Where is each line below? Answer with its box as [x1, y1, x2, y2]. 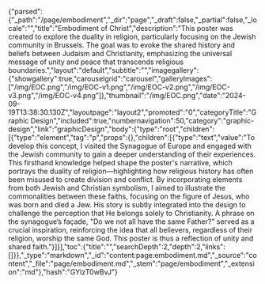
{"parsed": [8, 7, 44, 16]
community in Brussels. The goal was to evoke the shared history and [8, 40, 236, 50]
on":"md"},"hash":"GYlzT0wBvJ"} [8, 267, 119, 276]
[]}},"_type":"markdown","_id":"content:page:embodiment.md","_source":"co [8, 251, 257, 259]
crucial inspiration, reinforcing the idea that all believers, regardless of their [8, 225, 253, 234]
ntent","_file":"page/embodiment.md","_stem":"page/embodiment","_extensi [8, 259, 255, 268]
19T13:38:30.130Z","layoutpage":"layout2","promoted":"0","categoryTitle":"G [8, 108, 257, 117]
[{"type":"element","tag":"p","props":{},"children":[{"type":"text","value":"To [8, 133, 256, 142]
